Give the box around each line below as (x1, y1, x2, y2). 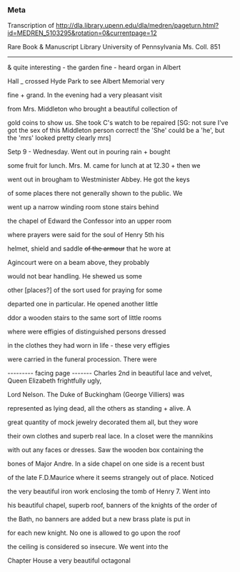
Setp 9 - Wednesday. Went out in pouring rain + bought (7, 148, 171, 156)
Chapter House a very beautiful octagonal (7, 556, 131, 565)
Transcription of (7, 21, 55, 30)
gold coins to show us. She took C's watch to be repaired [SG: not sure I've (7, 119, 229, 127)
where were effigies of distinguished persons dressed (7, 327, 166, 336)
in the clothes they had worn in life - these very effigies (7, 341, 170, 350)
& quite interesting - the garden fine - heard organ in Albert (7, 63, 181, 72)
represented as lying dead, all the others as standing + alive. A (7, 404, 191, 413)
